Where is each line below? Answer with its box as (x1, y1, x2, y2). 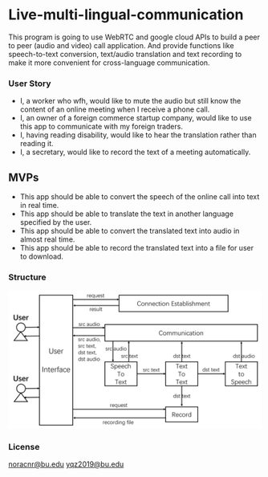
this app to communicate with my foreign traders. (19, 122, 183, 132)
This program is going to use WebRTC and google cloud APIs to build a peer (8, 32, 261, 42)
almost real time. (19, 234, 75, 244)
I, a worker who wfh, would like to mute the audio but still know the (19, 96, 242, 106)
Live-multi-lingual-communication (8, 6, 244, 24)
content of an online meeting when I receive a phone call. (19, 104, 210, 114)
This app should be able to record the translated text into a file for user (19, 243, 254, 253)
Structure (8, 271, 47, 283)
